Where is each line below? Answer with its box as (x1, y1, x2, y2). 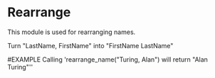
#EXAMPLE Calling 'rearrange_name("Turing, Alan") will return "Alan (7, 55, 209, 64)
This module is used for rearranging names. (7, 28, 136, 36)
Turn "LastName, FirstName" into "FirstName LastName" (7, 41, 174, 50)
